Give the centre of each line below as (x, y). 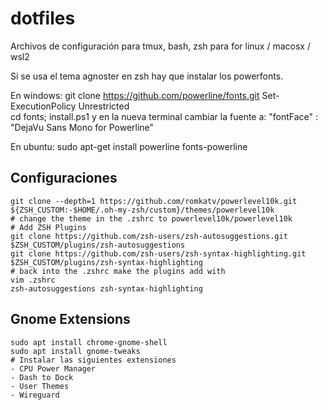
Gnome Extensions (70, 319)
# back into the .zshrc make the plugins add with (118, 271)
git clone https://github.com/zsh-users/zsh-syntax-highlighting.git (158, 253)
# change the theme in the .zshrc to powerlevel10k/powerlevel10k (151, 218)
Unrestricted (104, 106)
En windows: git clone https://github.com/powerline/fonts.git (135, 95)
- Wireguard (35, 395)
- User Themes (40, 386)
